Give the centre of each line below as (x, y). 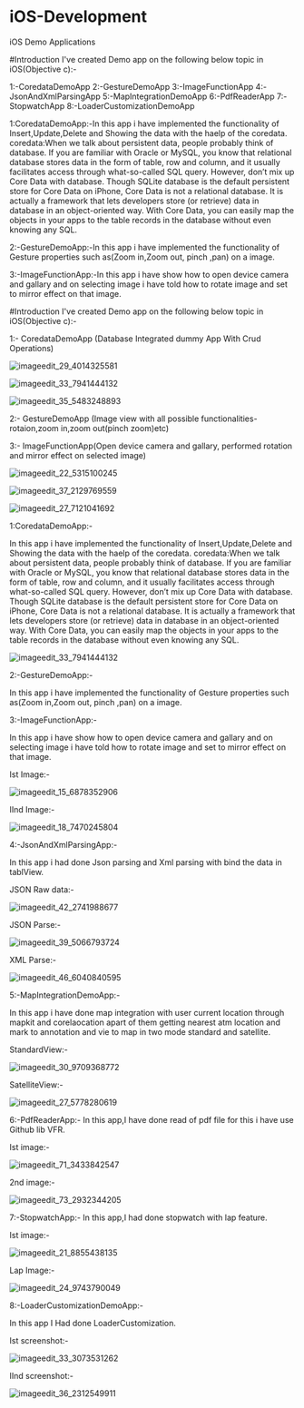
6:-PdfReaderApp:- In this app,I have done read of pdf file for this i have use (152, 1119)
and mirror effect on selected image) (78, 455)
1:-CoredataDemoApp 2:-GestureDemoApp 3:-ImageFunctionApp (132, 86)
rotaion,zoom (34, 428)
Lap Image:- (32, 1270)
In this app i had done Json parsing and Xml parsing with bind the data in (146, 862)
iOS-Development (78, 17)
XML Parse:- (33, 960)
